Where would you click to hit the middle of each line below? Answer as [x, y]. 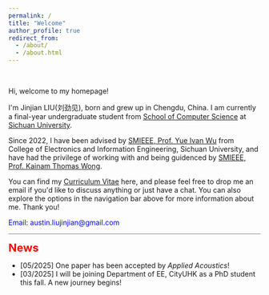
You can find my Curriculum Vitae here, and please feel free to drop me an [131, 181]
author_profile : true [44, 30]
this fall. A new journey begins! [71, 282]
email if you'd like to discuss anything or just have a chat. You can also [125, 190]
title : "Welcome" [37, 23]
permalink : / [30, 16]
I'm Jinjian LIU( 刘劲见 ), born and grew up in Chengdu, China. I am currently [132, 108]
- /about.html [39, 53]
